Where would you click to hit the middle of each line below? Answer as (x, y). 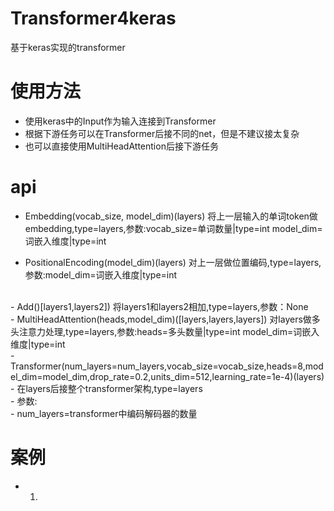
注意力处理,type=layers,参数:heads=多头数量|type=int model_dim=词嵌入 (169, 331)
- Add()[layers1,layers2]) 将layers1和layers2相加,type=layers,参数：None (159, 306)
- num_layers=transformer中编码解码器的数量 (104, 413)
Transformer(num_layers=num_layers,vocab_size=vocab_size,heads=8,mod (167, 366)
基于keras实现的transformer (68, 47)
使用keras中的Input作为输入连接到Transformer (120, 121)
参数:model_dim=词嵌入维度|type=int (101, 274)
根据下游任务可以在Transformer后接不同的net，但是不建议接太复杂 (162, 133)
